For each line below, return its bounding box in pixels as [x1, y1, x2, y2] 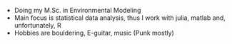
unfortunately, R [14, 21, 62, 29]
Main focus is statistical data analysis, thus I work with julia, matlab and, [14, 13, 226, 22]
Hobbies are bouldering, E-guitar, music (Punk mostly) [14, 28, 175, 37]
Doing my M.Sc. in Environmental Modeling [14, 6, 141, 14]
